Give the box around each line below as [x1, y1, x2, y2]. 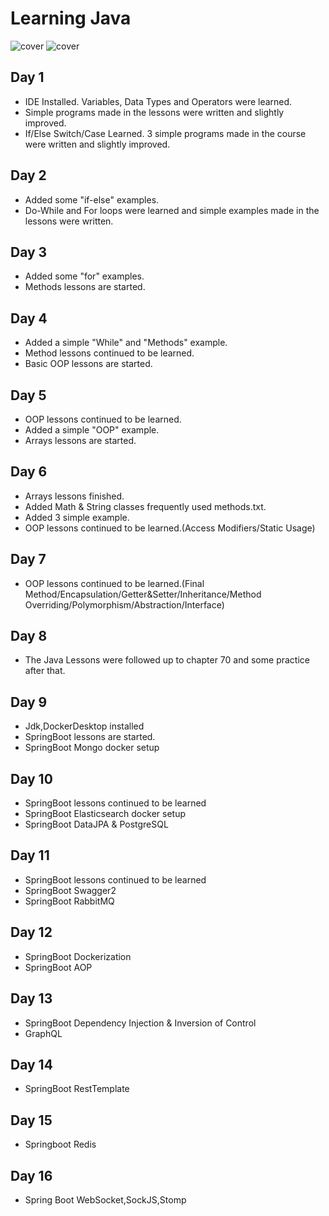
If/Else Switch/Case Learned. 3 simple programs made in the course [24, 127, 307, 139]
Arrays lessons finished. [24, 490, 125, 502]
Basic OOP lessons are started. [24, 358, 153, 370]
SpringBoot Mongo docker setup [24, 742, 160, 754]
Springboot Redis [24, 1138, 97, 1151]
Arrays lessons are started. [24, 435, 137, 446]
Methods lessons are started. [24, 281, 146, 293]
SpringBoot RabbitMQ [24, 895, 115, 907]
